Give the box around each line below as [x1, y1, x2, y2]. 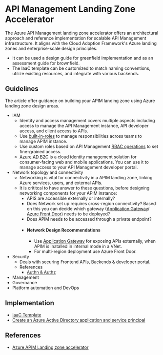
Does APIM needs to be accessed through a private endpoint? [26, 216, 152, 222]
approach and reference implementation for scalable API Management [5, 35, 146, 41]
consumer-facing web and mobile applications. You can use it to [19, 159, 149, 165]
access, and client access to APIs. [19, 128, 89, 134]
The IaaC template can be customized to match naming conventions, [12, 65, 151, 71]
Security [12, 253, 29, 259]
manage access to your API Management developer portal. [19, 164, 138, 170]
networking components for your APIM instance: [19, 190, 117, 196]
